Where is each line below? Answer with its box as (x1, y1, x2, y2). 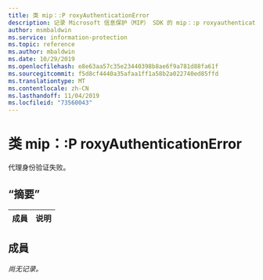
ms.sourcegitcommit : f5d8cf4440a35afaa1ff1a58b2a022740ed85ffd (8, 70, 219, 78)
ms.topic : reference (8, 41, 76, 49)
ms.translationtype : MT (8, 77, 86, 85)
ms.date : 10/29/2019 (8, 56, 76, 64)
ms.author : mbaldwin (8, 48, 76, 56)
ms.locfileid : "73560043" (8, 99, 92, 107)
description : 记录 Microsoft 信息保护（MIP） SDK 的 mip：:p (8, 19, 200, 27)
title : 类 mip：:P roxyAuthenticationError (8, 11, 150, 20)
